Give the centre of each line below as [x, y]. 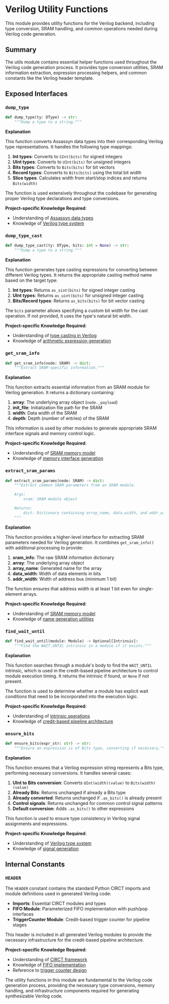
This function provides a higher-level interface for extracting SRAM [75, 537]
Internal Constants [35, 865]
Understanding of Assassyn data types [53, 218]
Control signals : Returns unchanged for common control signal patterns [87, 803]
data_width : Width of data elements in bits [57, 574]
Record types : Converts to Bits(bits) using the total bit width [77, 173]
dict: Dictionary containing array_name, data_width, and [85, 513]
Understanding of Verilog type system [52, 843]
